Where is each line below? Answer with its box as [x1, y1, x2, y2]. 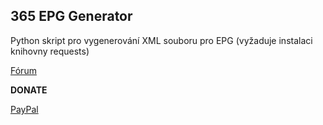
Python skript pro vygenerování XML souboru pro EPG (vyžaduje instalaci [10, 34, 313, 46]
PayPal [10, 103, 39, 115]
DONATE [10, 84, 48, 96]
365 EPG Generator [10, 8, 133, 25]
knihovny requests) [10, 45, 90, 57]
